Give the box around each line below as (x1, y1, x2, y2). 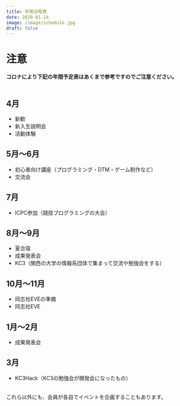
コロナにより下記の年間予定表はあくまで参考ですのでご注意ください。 (6, 73, 178, 80)
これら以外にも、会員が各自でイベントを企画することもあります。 (6, 393, 167, 400)
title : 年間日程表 (6, 8, 47, 15)
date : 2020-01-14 (6, 14, 49, 20)
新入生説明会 (14, 123, 46, 130)
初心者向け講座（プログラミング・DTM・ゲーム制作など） (14, 166, 156, 173)
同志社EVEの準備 (14, 295, 56, 302)
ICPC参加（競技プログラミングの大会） (14, 209, 111, 216)
